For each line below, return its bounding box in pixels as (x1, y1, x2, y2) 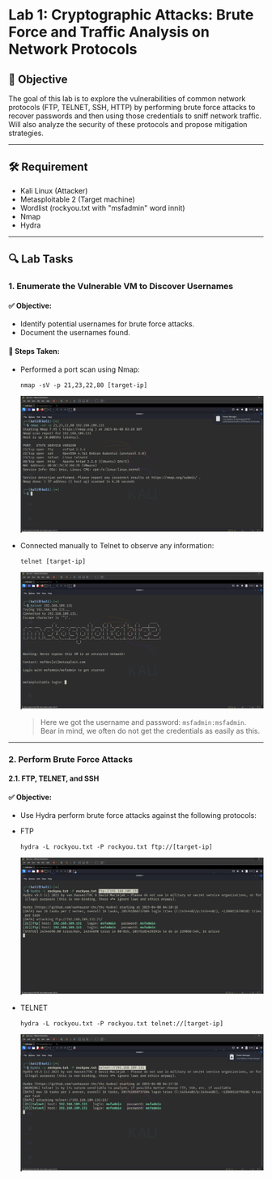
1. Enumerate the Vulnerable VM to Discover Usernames (8, 281, 233, 292)
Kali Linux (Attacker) (19, 185, 88, 195)
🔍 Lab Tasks (8, 253, 74, 266)
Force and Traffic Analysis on (8, 23, 210, 41)
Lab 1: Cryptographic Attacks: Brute (8, 6, 254, 24)
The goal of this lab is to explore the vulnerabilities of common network (8, 94, 246, 103)
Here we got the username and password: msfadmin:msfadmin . (40, 717, 247, 726)
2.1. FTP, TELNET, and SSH (8, 773, 100, 783)
